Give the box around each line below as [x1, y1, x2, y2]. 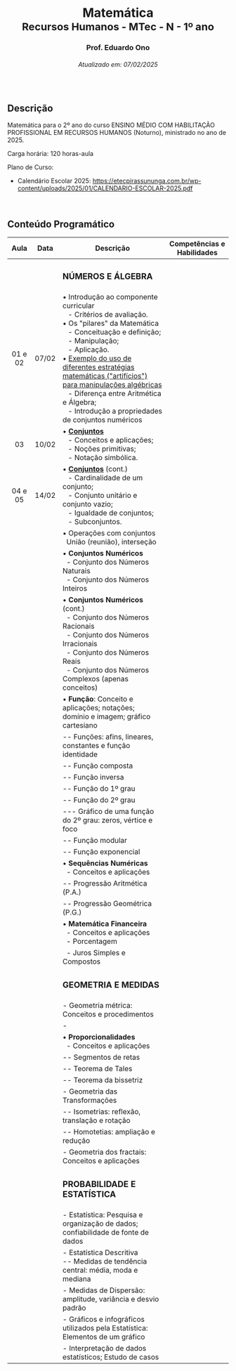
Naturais [62, 565, 91, 575]
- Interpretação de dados [62, 1343, 147, 1353]
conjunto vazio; [62, 499, 114, 509]
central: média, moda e [62, 1265, 138, 1275]
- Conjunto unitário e [67, 490, 138, 500]
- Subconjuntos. [67, 516, 122, 526]
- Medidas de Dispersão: [62, 1285, 145, 1295]
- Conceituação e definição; [67, 327, 162, 336]
